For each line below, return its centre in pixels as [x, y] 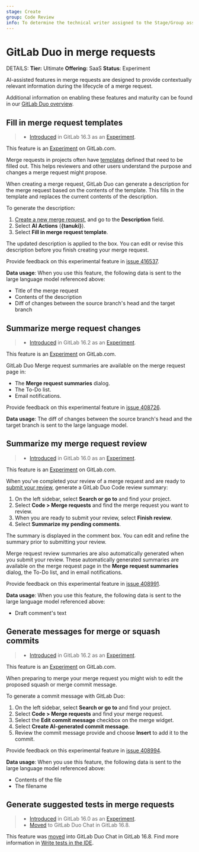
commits [23, 641]
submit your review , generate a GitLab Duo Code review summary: [87, 487]
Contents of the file [38, 780]
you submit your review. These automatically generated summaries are [93, 559]
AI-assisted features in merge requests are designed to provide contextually [99, 80]
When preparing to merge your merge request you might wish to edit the [95, 678]
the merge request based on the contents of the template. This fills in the [95, 190]
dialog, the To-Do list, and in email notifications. [64, 572]
